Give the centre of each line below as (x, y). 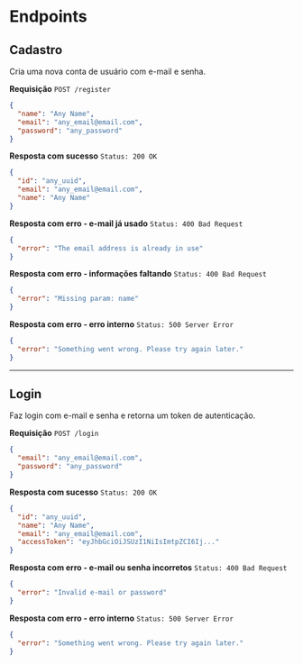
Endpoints (48, 17)
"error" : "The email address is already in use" (110, 248)
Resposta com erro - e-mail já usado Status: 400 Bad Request (126, 223)
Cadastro (36, 50)
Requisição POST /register (60, 89)
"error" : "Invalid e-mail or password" (92, 593)
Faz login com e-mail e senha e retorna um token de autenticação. (133, 415)
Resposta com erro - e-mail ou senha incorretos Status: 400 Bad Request (148, 568)
